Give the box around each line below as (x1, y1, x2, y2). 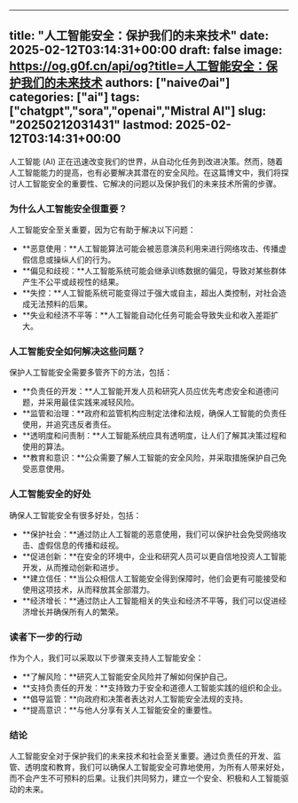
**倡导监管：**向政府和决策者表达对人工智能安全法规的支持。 (21, 694, 248, 704)
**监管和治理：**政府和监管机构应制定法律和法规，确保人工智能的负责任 (21, 408, 286, 419)
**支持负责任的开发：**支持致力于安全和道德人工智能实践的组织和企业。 (21, 682, 286, 693)
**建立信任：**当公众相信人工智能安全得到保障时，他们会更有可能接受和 (21, 573, 286, 584)
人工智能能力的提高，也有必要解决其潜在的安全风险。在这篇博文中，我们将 (9, 167, 281, 177)
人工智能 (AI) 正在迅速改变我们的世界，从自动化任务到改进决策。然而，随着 (9, 156, 284, 167)
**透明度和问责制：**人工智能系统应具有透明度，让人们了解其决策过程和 (21, 430, 286, 441)
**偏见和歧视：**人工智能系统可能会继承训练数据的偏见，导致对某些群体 (21, 265, 286, 276)
